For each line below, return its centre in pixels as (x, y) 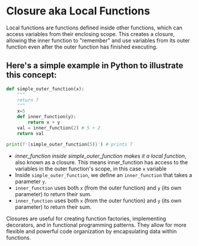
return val (31, 133)
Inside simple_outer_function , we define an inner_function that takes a (103, 175)
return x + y (44, 122)
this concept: (31, 75)
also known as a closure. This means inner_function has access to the (101, 162)
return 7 (28, 100)
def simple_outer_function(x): (45, 89)
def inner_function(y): (47, 117)
